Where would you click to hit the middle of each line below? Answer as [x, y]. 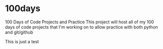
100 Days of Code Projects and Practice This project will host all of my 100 [80, 22]
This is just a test [22, 41]
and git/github [19, 32]
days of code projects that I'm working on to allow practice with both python [81, 27]
